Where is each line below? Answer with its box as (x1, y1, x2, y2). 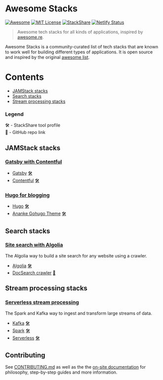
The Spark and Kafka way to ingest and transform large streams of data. (5, 310, 152, 316)
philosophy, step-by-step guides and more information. (5, 369, 118, 376)
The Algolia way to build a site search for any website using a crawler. (5, 253, 147, 258)
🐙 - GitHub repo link (5, 129, 45, 135)
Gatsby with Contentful (5, 159, 62, 166)
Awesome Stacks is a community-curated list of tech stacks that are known (5, 43, 159, 49)
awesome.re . (17, 34, 44, 40)
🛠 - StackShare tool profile (5, 122, 61, 128)
